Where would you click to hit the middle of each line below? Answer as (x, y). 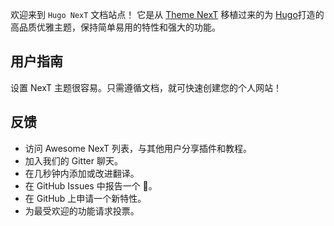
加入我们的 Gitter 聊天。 (73, 160)
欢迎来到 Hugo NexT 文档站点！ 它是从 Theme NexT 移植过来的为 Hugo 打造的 (167, 14)
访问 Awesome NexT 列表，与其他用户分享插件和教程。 (138, 148)
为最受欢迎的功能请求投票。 (82, 210)
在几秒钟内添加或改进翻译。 (82, 173)
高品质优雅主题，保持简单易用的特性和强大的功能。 (115, 27)
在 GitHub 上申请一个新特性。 (85, 198)
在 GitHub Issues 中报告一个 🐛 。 (91, 185)
